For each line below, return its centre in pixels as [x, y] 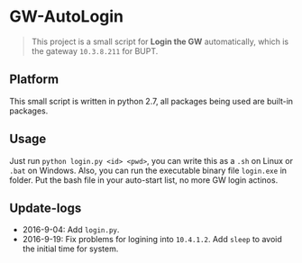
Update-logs [46, 208]
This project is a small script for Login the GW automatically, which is [160, 41]
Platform [34, 80]
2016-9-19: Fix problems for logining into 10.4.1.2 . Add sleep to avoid [152, 240]
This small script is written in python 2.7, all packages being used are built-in [151, 101]
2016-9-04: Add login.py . [71, 230]
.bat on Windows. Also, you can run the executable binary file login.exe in [148, 170]
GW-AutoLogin [67, 17]
